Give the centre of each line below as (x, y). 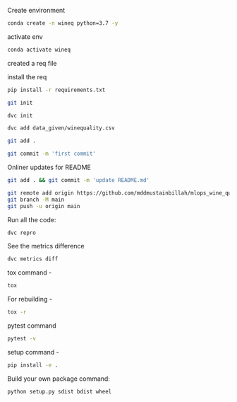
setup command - (33, 352)
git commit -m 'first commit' (52, 154)
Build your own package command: (59, 379)
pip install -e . (33, 365)
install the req (27, 76)
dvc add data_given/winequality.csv (61, 128)
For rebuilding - (30, 299)
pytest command (32, 326)
